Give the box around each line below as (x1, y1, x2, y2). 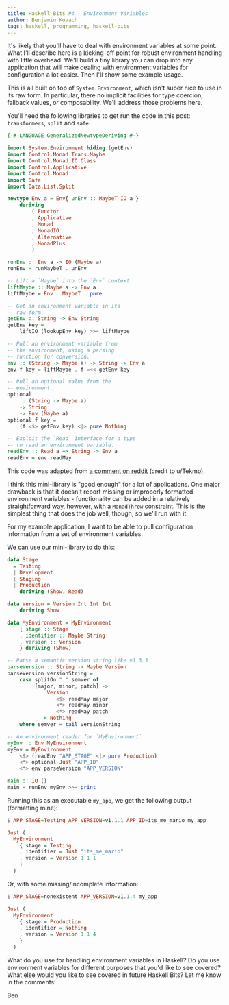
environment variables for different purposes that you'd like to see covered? (7, 963, 221, 971)
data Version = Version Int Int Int (7, 601, 111, 607)
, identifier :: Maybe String (19, 632, 106, 639)
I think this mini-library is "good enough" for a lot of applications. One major (7, 480, 221, 488)
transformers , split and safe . (7, 119, 91, 128)
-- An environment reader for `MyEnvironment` (7, 733, 142, 740)
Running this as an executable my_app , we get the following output (7, 796, 192, 804)
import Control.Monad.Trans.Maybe (7, 152, 106, 158)
